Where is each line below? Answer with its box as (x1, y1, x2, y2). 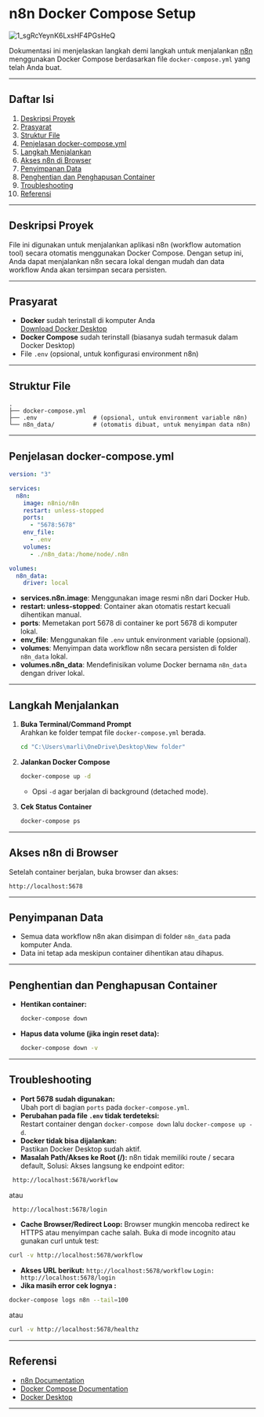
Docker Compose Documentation (20, 1384, 128, 1393)
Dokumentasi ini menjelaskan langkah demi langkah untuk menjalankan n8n (9, 46, 253, 55)
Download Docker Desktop (20, 324, 108, 334)
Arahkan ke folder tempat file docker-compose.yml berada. (20, 728, 206, 737)
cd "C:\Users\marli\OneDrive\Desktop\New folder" (20, 743, 186, 751)
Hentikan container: (20, 1000, 87, 1009)
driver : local (23, 579, 69, 587)
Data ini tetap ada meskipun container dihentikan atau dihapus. (20, 949, 224, 958)
